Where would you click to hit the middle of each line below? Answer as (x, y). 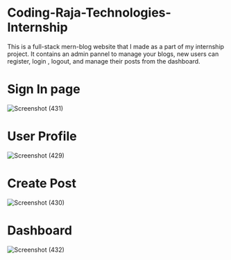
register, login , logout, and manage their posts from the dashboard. (104, 61)
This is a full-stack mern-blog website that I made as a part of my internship (115, 46)
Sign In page (44, 90)
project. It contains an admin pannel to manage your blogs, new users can (113, 54)
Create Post (42, 183)
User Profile (42, 137)
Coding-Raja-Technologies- (89, 13)
